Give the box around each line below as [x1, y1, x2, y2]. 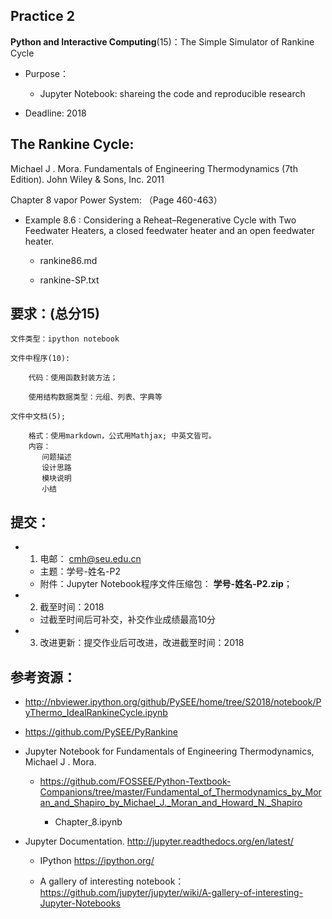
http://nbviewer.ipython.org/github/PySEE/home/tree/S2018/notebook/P [24, 696, 322, 708]
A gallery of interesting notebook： [39, 875, 185, 888]
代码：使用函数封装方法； [28, 373, 118, 383]
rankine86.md [39, 254, 98, 266]
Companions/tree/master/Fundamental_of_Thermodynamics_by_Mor [39, 786, 322, 798]
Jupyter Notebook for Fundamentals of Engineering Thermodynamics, [24, 745, 315, 758]
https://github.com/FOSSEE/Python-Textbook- [39, 775, 232, 788]
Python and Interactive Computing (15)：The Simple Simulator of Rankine [10, 35, 315, 48]
